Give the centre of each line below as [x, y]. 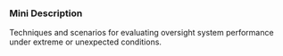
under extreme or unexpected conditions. [86, 42]
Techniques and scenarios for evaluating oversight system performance [141, 33]
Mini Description [46, 13]
